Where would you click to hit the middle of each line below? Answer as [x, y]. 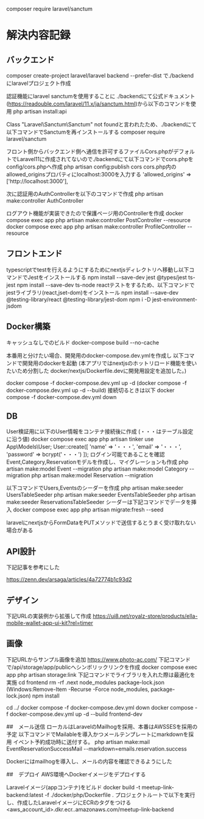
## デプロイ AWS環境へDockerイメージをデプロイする [76, 774]
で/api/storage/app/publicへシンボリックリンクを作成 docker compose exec [102, 667]
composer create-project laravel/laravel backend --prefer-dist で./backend [100, 75]
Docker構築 [28, 327]
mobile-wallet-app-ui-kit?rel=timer [50, 623]
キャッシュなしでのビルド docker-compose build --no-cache [83, 342]
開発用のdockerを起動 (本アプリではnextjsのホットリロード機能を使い [110, 363]
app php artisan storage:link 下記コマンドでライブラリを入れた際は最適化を [101, 674]
